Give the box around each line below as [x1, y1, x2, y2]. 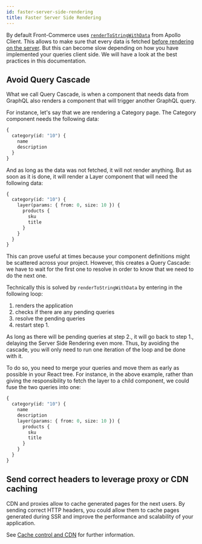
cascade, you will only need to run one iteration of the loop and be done [6, 346, 186, 353]
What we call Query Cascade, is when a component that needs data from [6, 90, 189, 98]
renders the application [15, 302, 73, 310]
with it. [6, 353, 23, 360]
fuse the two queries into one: [6, 384, 81, 391]
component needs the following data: [6, 115, 100, 123]
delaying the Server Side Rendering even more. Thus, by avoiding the [6, 339, 180, 347]
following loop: [6, 290, 44, 297]
